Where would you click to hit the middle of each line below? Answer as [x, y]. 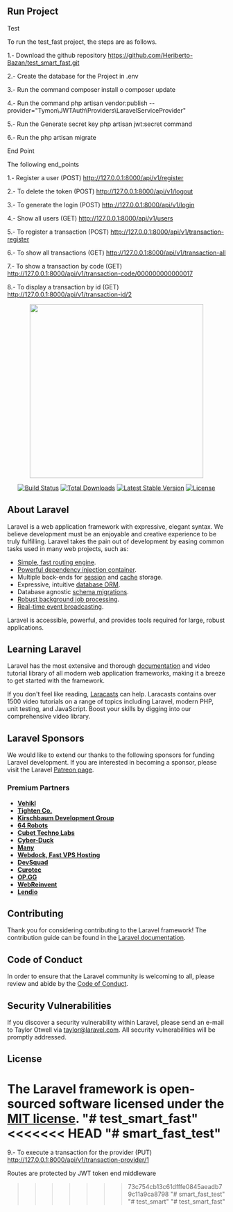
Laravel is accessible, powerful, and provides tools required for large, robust [116, 620]
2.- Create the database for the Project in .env [73, 76]
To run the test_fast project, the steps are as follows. [82, 42]
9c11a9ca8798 [148, 1194]
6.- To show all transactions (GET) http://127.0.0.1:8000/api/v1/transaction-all [116, 253]
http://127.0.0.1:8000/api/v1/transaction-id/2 [69, 294]
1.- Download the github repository [57, 55]
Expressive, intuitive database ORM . [69, 584]
